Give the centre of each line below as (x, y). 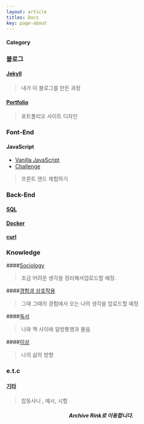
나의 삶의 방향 (37, 355)
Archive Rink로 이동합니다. (101, 416)
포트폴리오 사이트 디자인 (49, 116)
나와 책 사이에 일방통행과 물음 (55, 329)
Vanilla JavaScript (37, 160)
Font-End (20, 132)
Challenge (28, 166)
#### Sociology (25, 265)
